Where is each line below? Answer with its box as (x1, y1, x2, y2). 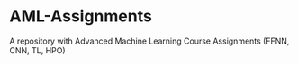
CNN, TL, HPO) (9, 44, 66, 55)
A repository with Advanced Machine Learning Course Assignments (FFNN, (9, 36, 290, 46)
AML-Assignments (9, 6, 153, 27)
